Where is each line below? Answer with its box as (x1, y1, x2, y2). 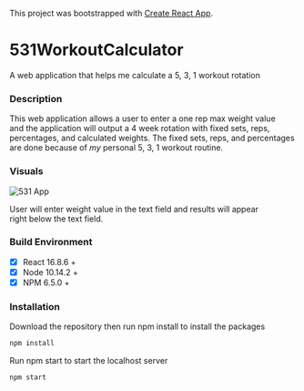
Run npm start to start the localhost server (9, 355, 168, 366)
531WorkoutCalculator (9, 40, 184, 60)
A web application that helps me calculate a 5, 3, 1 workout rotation (9, 69, 261, 80)
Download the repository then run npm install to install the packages (9, 321, 266, 332)
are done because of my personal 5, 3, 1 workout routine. (9, 142, 224, 153)
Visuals (9, 165, 44, 178)
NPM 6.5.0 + (22, 277, 70, 288)
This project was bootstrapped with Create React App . (9, 8, 214, 18)
